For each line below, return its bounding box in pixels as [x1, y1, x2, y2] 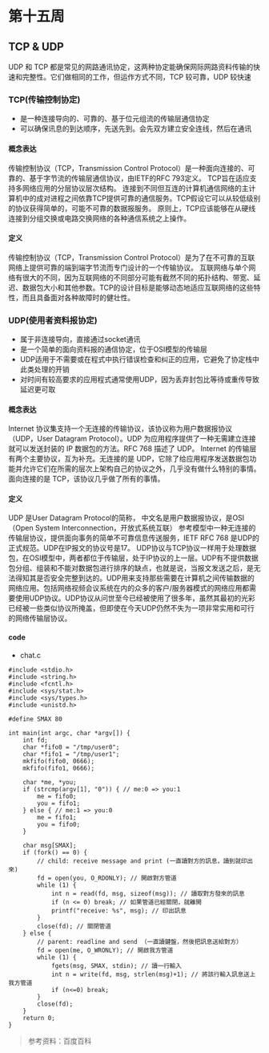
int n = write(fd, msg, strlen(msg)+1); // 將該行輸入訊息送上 [50, 970, 256, 978]
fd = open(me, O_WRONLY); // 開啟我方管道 [37, 946, 174, 954]
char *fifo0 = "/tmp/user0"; [22, 743, 120, 751]
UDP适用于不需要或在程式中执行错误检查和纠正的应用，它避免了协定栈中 [19, 355, 260, 364]
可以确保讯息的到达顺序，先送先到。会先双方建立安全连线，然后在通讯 [19, 124, 252, 133]
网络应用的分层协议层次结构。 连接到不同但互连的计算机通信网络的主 [22, 183, 249, 193]
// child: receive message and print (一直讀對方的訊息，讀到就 [37, 856, 242, 865]
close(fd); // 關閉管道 [37, 922, 112, 930]
